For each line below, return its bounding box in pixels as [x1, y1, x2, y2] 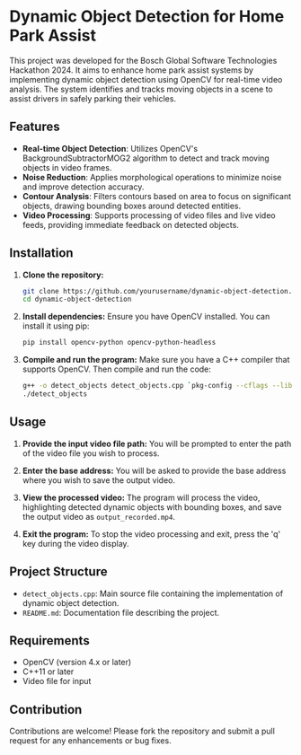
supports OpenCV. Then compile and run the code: [22, 364, 211, 374]
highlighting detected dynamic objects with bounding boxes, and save [22, 501, 282, 513]
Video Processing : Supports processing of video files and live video [22, 209, 276, 221]
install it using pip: [22, 320, 90, 331]
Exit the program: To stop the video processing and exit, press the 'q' [22, 528, 281, 540]
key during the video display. [22, 538, 129, 549]
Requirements [9, 633, 90, 648]
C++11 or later [22, 666, 75, 677]
